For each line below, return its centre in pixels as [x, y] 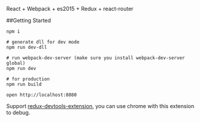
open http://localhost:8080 [42, 95]
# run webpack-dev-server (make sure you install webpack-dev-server [96, 58]
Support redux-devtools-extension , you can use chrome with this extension [100, 106]
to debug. [18, 112]
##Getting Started [29, 20]
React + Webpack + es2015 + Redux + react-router [70, 9]
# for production [28, 79]
